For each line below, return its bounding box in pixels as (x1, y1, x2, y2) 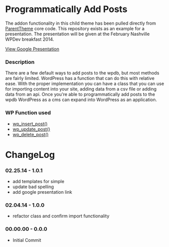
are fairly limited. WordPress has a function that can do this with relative (5, 75, 155, 81)
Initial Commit (12, 237, 41, 243)
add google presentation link (12, 189, 72, 195)
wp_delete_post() (12, 131, 49, 137)
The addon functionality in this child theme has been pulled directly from (5, 20, 156, 26)
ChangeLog (5, 149, 55, 160)
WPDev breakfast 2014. (5, 36, 54, 42)
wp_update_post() (12, 126, 50, 132)
